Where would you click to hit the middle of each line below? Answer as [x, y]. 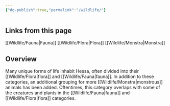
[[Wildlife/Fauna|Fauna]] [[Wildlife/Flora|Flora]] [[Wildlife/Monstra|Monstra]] [85, 43]
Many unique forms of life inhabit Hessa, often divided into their [72, 71]
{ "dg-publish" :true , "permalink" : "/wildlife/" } [56, 10]
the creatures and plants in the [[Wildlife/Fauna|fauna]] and [68, 93]
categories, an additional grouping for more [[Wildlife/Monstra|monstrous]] [84, 82]
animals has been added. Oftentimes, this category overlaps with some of [83, 88]
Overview [21, 59]
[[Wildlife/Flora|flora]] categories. [41, 98]
